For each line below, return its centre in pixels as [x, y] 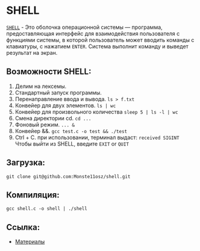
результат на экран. [32, 52]
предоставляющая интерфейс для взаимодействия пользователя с [93, 33]
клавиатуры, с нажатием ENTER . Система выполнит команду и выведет [97, 46]
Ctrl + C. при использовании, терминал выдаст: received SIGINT [97, 137]
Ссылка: [23, 227]
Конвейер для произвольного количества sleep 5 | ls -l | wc [96, 111]
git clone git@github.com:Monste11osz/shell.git [68, 176]
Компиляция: [33, 195]
